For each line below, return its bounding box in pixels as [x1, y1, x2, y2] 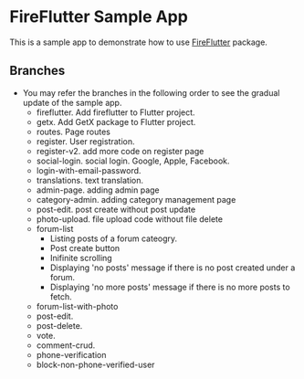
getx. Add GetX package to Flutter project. [36, 116, 196, 127]
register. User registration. [36, 135, 135, 147]
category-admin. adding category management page [36, 194, 236, 205]
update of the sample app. [22, 97, 122, 108]
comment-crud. [36, 340, 96, 351]
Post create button [49, 242, 121, 253]
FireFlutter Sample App [9, 6, 189, 27]
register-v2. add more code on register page [36, 145, 204, 156]
